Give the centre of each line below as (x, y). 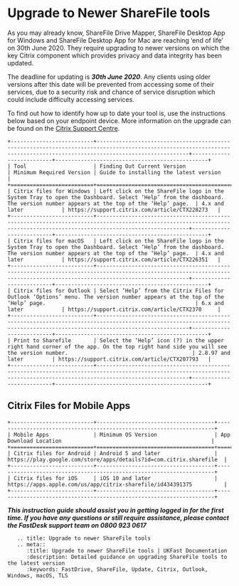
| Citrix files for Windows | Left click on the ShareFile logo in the (116, 191)
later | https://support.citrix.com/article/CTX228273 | (114, 210)
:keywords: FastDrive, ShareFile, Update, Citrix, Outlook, (117, 569)
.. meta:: (31, 544)
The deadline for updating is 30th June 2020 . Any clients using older (109, 77)
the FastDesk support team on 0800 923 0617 (77, 525)
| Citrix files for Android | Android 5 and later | (113, 453)
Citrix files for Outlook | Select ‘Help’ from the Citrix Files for (119, 291)
